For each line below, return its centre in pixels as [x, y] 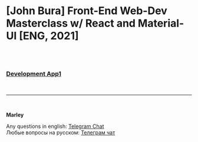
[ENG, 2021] [49, 36]
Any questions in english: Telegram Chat [55, 126]
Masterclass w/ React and [71, 23]
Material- [161, 23]
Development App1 [34, 74]
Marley [15, 115]
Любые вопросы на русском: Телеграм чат [61, 133]
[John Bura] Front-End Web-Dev [87, 11]
